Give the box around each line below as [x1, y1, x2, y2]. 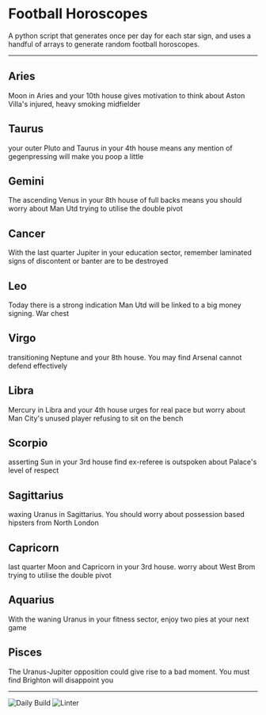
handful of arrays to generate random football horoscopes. [8, 39, 200, 48]
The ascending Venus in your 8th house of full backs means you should [8, 196, 242, 205]
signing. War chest [8, 309, 70, 318]
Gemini [8, 174, 44, 188]
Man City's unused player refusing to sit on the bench [8, 413, 184, 423]
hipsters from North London [8, 518, 99, 527]
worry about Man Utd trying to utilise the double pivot [8, 203, 184, 214]
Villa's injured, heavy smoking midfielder [8, 99, 141, 108]
